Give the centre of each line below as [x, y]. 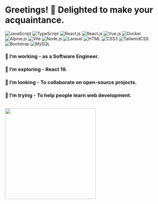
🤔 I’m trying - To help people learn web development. [68, 95]
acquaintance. [35, 20]
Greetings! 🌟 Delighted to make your [79, 10]
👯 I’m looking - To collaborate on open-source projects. [71, 82]
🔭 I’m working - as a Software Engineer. [52, 56]
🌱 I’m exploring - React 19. [36, 69]
